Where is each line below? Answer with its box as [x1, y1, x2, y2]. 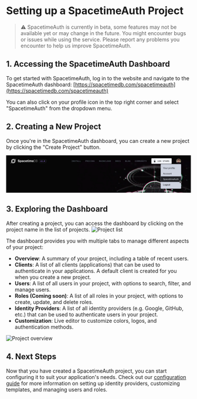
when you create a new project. [14, 274, 91, 281]
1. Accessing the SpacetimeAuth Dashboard [6, 59, 170, 69]
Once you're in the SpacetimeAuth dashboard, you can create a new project [6, 137, 189, 144]
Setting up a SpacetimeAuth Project [6, 4, 184, 18]
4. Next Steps [6, 352, 57, 362]
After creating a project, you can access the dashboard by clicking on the [6, 220, 184, 227]
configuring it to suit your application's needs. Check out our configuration [6, 373, 186, 380]
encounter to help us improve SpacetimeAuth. [20, 42, 132, 49]
